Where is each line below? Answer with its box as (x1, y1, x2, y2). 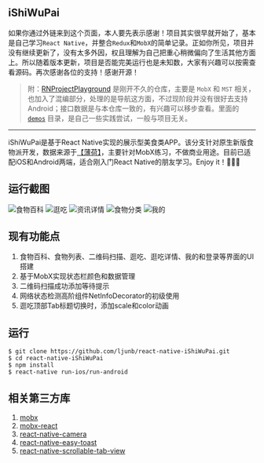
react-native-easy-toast (19, 438, 97, 447)
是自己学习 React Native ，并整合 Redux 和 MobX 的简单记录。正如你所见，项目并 (8, 38, 255, 47)
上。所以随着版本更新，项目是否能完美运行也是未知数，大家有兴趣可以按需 (8, 57, 249, 67)
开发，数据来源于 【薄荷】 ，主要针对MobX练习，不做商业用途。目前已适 (21, 147, 251, 156)
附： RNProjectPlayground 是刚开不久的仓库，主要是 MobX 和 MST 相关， (27, 84, 255, 93)
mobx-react (19, 421, 58, 431)
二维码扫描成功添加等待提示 (19, 282, 110, 291)
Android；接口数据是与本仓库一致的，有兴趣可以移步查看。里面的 (27, 104, 240, 113)
